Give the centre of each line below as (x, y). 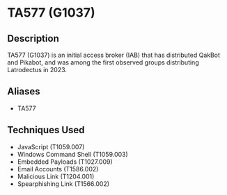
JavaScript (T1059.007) (51, 146)
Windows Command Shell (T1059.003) (73, 154)
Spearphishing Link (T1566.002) (63, 184)
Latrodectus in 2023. (37, 70)
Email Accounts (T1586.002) (58, 169)
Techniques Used (46, 130)
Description (33, 39)
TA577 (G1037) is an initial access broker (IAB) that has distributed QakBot (114, 55)
